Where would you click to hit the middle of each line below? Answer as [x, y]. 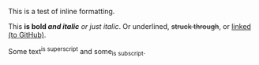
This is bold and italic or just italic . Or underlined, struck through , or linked [129, 26]
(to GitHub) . [27, 35]
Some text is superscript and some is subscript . [77, 52]
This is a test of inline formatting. [62, 11]
